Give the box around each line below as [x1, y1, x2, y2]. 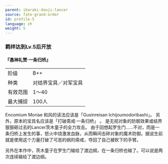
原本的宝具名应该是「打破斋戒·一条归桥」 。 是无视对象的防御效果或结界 [13, 118, 162, 124]
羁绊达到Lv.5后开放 [5, 43, 51, 50]
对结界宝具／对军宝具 [32, 79, 83, 86]
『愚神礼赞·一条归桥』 [5, 56, 51, 62]
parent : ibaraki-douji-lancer [5, 7, 68, 12]
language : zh [5, 21, 32, 26]
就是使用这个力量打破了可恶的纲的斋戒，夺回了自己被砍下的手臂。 [5, 137, 141, 143]
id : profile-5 [5, 16, 35, 21]
